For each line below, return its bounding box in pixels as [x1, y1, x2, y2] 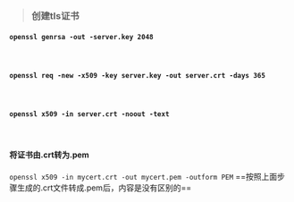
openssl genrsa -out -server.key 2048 [9, 32, 154, 41]
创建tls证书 [30, 9, 80, 21]
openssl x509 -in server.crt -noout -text [9, 109, 170, 119]
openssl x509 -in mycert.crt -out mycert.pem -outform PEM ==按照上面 [9, 171, 278, 181]
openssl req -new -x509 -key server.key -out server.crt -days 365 [9, 71, 266, 80]
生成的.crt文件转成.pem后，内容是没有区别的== [16, 182, 192, 193]
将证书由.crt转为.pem [9, 149, 89, 160]
